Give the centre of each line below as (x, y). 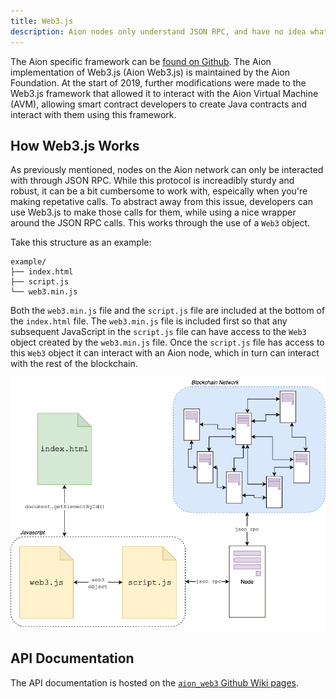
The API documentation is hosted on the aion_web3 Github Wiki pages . (155, 682)
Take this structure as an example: (81, 242)
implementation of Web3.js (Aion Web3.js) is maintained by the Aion (150, 72)
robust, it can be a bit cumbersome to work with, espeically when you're (159, 191)
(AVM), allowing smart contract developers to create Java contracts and (158, 104)
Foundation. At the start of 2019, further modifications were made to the (158, 82)
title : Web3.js (42, 21)
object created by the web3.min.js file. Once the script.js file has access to (167, 342)
